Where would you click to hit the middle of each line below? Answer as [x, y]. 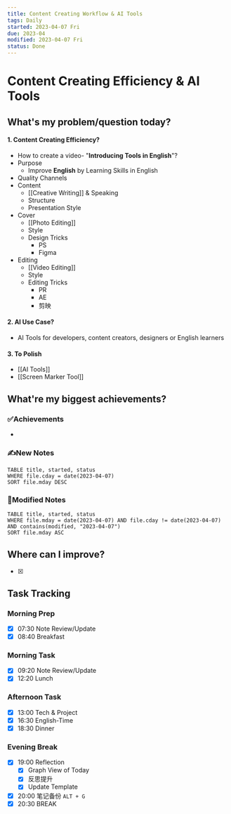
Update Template [53, 787]
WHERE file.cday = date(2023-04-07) [61, 476]
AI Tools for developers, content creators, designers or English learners [121, 337]
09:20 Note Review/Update [57, 671]
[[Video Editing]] [52, 267]
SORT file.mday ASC [36, 533]
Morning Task [31, 655]
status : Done [26, 46]
